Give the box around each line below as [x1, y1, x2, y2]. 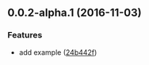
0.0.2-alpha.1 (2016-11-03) [7, 6, 142, 20]
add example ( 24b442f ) [18, 47, 97, 57]
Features [7, 30, 43, 41]
